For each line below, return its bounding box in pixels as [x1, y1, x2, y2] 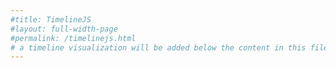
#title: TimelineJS [10, 14, 92, 25]
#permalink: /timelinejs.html [10, 33, 137, 43]
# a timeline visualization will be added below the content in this [10, 42, 307, 53]
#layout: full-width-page [10, 24, 118, 34]
